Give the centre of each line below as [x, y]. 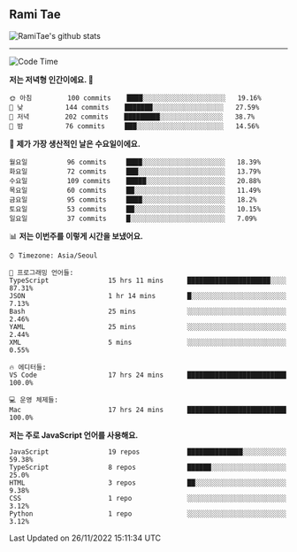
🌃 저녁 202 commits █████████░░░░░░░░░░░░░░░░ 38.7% [132, 117]
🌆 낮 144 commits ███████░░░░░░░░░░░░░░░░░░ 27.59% [134, 107]
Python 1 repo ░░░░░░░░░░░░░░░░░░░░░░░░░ [148, 514]
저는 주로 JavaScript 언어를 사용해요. [74, 435]
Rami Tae [35, 15]
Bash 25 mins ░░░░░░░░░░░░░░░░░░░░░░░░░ [148, 311]
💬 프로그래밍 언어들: [42, 272]
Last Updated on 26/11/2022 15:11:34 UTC [85, 538]
